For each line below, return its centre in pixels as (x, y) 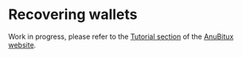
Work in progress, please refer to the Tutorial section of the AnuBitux (121, 36)
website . (22, 44)
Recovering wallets (73, 15)
